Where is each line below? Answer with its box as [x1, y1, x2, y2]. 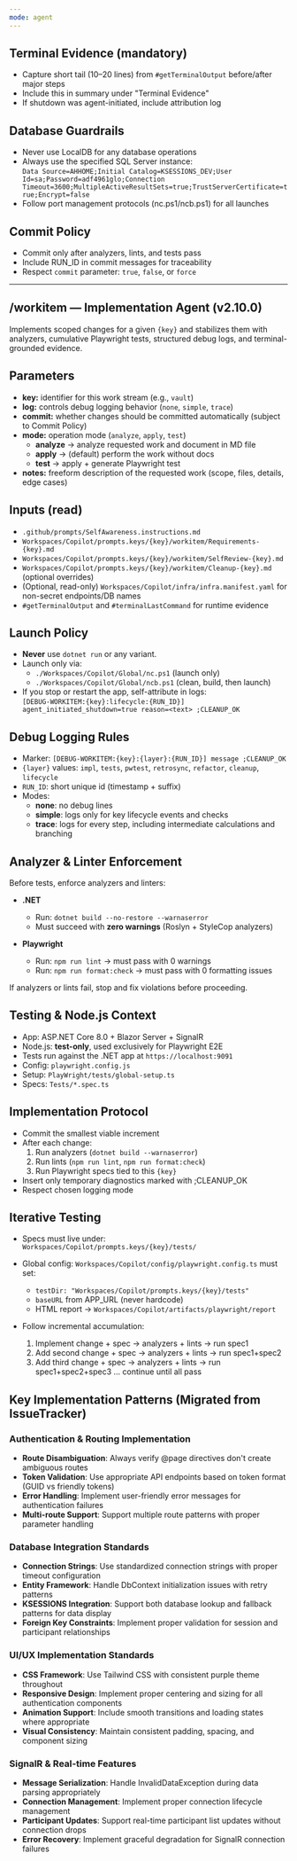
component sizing [21, 1735, 88, 1746]
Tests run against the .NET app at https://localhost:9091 [21, 1050, 233, 1060]
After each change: [21, 1137, 93, 1148]
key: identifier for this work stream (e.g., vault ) [21, 392, 194, 403]
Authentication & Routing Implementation [9, 1433, 192, 1445]
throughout [21, 1678, 64, 1689]
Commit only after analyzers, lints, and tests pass [21, 247, 202, 258]
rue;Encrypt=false [21, 191, 90, 199]
